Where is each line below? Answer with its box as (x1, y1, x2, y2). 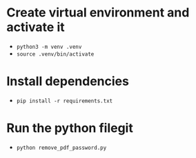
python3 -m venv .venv (16, 43, 82, 50)
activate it (6, 19, 65, 35)
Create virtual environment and (6, 5, 190, 21)
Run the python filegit (6, 120, 134, 136)
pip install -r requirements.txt (16, 98, 113, 104)
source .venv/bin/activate (16, 50, 95, 58)
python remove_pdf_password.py (16, 144, 107, 151)
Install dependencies (6, 74, 129, 89)
